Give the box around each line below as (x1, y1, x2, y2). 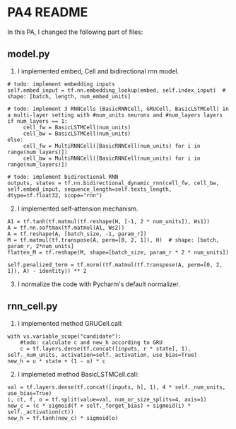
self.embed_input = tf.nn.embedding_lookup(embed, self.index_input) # (7, 86, 226, 94)
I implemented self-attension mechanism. (17, 204, 138, 213)
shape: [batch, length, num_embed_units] (7, 93, 131, 100)
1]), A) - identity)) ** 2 (7, 267, 87, 274)
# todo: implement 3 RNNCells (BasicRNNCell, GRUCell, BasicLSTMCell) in (7, 105, 230, 112)
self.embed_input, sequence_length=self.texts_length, (7, 185, 172, 193)
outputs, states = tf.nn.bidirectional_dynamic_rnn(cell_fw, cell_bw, (7, 180, 220, 187)
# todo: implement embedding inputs (7, 81, 115, 88)
